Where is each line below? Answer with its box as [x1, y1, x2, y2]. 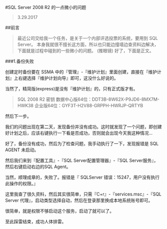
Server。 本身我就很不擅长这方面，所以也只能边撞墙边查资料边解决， [17, 41, 159, 47]
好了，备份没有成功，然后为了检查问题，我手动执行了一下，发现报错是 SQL [5, 141, 159, 146]
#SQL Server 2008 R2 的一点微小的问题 [5, 4, 86, 10]
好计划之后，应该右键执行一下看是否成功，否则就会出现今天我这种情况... [5, 130, 153, 136]
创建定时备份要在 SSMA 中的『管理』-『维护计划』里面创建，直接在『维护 [5, 69, 158, 75]
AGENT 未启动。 [5, 147, 39, 153]
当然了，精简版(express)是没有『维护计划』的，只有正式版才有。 [5, 86, 138, 91]
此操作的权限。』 [5, 181, 38, 186]
